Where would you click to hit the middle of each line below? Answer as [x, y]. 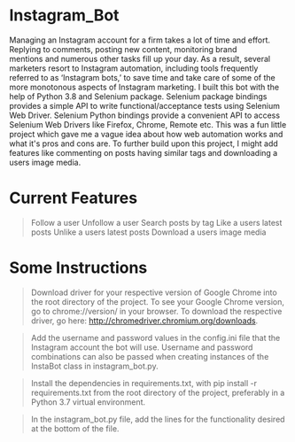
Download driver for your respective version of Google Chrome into [154, 292]
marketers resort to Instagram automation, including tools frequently [134, 68]
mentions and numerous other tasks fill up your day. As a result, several [140, 58]
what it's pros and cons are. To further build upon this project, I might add [144, 143]
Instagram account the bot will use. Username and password [142, 347]
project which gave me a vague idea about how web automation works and [146, 134]
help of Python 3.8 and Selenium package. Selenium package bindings [138, 96]
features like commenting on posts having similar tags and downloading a [144, 152]
